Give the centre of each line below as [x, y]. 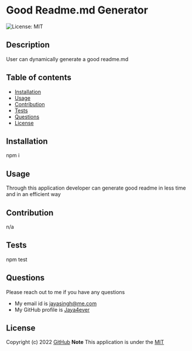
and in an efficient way [34, 194]
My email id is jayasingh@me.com [56, 303]
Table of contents [39, 78]
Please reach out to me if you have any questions [66, 292]
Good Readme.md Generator [77, 10]
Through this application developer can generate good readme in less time [96, 188]
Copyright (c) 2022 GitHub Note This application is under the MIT [85, 342]
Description [28, 45]
